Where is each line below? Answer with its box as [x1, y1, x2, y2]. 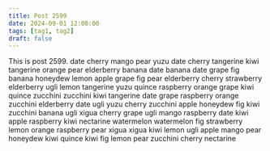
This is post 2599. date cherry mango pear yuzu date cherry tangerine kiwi [8, 57, 259, 66]
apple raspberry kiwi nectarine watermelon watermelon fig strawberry [8, 116, 243, 126]
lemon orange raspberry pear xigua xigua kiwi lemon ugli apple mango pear [8, 125, 262, 135]
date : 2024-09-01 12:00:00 [8, 19, 100, 27]
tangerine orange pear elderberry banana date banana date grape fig [8, 65, 240, 75]
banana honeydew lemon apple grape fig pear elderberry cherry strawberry [8, 73, 263, 83]
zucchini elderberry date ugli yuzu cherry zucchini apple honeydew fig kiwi [8, 99, 260, 109]
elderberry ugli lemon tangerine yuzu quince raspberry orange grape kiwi [8, 82, 255, 92]
